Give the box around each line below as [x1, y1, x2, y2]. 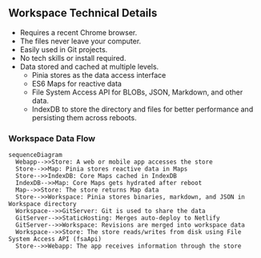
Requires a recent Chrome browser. [19, 27, 138, 37]
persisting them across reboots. [31, 112, 138, 123]
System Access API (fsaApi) [8, 236, 102, 244]
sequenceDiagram [8, 151, 62, 159]
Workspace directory [8, 200, 78, 208]
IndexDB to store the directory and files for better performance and [31, 104, 254, 114]
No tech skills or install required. [19, 53, 126, 62]
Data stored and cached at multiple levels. [19, 62, 159, 71]
